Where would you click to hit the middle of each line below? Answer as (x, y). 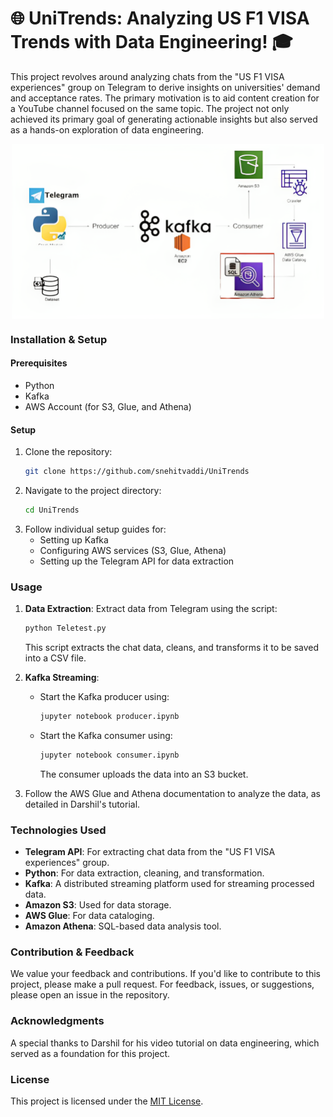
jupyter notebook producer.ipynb (109, 717)
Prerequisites (39, 363)
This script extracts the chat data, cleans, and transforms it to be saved (172, 648)
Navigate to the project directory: (93, 491)
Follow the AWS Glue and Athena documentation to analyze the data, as (172, 793)
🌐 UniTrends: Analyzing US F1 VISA (160, 18)
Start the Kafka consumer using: (106, 735)
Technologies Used (58, 830)
